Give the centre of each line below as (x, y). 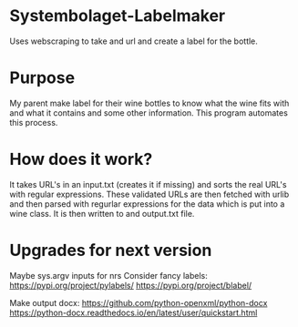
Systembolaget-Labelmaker (118, 16)
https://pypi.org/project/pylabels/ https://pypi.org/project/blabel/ (131, 285)
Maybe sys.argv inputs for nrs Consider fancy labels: (108, 275)
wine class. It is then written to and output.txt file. (102, 213)
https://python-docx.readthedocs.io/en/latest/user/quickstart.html (134, 312)
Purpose (42, 78)
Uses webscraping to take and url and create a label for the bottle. (134, 41)
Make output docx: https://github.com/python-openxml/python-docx (139, 302)
